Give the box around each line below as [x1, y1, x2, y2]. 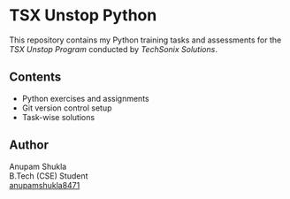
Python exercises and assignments [21, 93, 149, 103]
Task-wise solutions [21, 111, 95, 122]
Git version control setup [21, 103, 112, 113]
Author [9, 138, 49, 153]
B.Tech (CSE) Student [9, 170, 88, 181]
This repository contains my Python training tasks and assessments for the [9, 34, 282, 45]
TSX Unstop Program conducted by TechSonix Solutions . [9, 43, 218, 54]
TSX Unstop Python [9, 5, 157, 26]
